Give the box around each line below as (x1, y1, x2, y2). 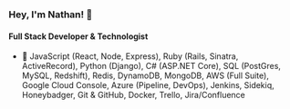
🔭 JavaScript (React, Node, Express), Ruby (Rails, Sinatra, (21, 51, 239, 62)
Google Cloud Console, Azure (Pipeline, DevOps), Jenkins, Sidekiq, (21, 80, 274, 91)
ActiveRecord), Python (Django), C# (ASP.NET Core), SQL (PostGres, (21, 61, 282, 72)
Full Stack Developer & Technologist (8, 31, 149, 42)
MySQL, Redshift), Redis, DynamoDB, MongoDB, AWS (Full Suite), (21, 70, 270, 81)
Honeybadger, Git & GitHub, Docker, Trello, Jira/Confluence (21, 90, 245, 101)
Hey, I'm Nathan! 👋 (8, 8, 93, 21)
